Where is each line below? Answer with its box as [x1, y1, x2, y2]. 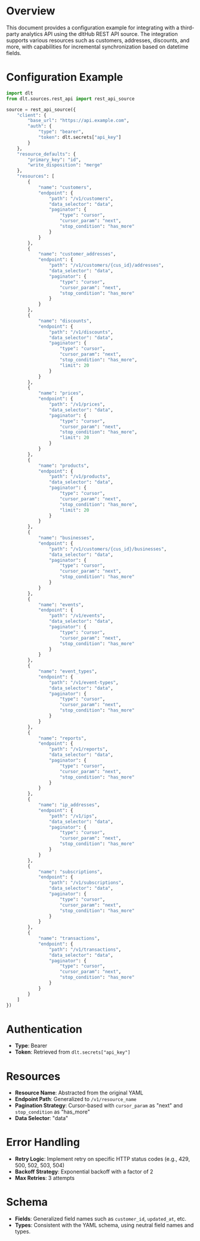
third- [180, 24, 195, 31]
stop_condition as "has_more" [14, 1108, 91, 1115]
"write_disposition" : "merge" [27, 162, 103, 168]
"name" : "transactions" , [38, 935, 100, 941]
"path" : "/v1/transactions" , [48, 947, 121, 953]
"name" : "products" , [38, 463, 90, 469]
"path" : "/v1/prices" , [48, 401, 106, 407]
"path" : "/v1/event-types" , [48, 679, 119, 686]
